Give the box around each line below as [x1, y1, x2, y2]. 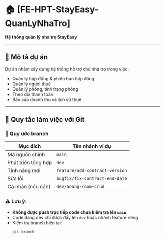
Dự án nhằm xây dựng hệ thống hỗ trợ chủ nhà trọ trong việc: [5, 66, 129, 72]
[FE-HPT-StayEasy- [17, 4, 99, 15]
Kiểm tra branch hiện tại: [12, 220, 62, 226]
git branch [12, 229, 35, 234]
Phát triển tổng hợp [7, 159, 52, 166]
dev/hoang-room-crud [56, 184, 105, 190]
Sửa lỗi [7, 175, 24, 182]
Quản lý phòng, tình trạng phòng [12, 86, 79, 92]
